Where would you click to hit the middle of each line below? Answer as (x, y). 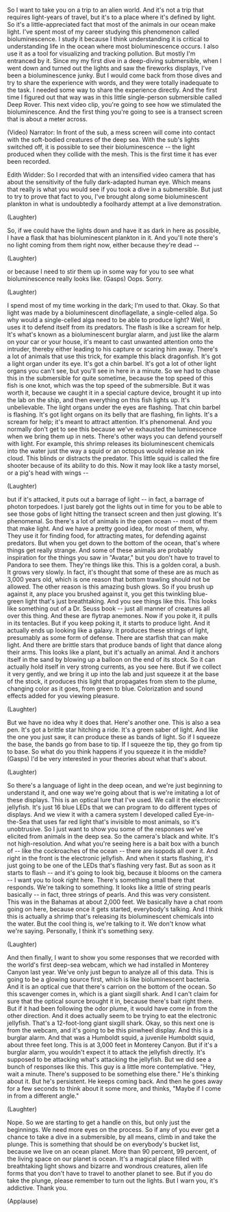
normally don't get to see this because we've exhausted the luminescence (112, 429)
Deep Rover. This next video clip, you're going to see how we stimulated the (114, 104)
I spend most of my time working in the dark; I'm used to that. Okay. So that (114, 305)
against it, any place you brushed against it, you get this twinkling (99, 594)
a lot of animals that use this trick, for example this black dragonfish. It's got (114, 356)
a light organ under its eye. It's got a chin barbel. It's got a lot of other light (112, 363)
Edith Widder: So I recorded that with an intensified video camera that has (111, 175)
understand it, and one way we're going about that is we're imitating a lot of (114, 793)
